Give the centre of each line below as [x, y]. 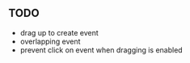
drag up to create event [59, 32]
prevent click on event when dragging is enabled [101, 50]
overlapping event [50, 41]
